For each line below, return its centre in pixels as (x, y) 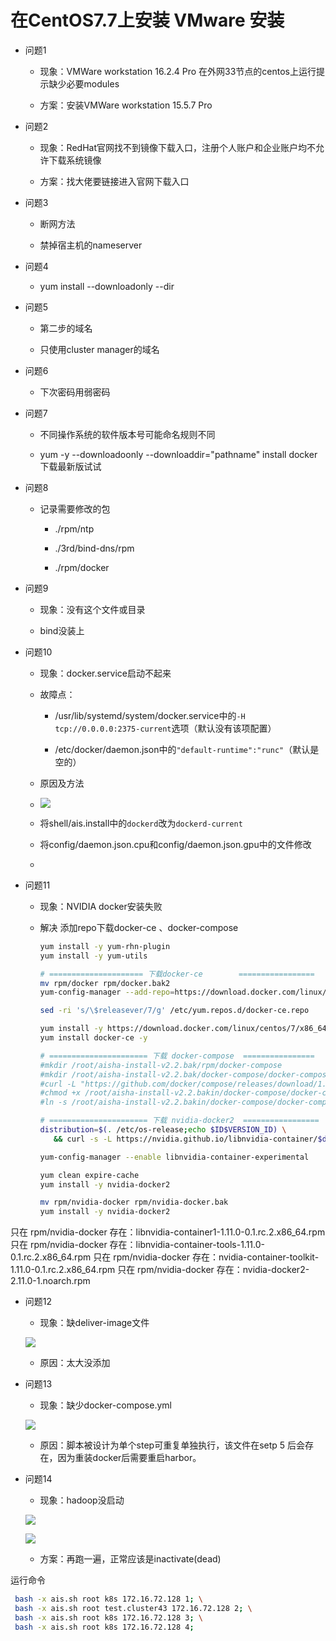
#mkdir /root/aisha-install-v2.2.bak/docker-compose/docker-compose (185, 1074)
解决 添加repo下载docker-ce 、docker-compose (139, 927)
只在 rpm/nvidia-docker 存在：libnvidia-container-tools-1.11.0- (138, 1245)
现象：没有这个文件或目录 (92, 609)
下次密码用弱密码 (75, 392)
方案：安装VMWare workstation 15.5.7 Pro (126, 105)
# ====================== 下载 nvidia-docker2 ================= (179, 1121)
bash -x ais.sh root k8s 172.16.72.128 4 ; (104, 1627)
